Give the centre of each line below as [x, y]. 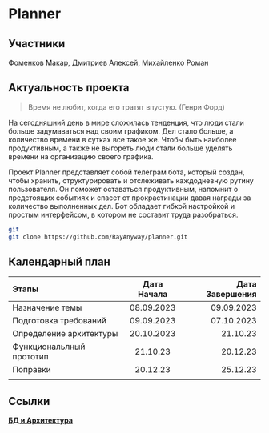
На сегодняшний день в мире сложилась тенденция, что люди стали [126, 122]
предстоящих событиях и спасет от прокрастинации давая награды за [130, 198]
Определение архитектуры [65, 334]
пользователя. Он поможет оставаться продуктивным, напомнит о [123, 189]
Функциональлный [49, 347]
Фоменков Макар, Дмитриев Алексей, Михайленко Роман [108, 62]
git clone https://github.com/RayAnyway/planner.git [98, 237]
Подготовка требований [59, 321]
